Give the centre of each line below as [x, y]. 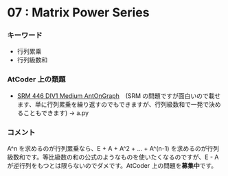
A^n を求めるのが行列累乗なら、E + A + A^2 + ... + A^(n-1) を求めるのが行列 [113, 149]
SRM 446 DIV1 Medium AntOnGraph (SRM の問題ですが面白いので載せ [119, 96]
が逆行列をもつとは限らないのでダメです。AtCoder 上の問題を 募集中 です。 [112, 166]
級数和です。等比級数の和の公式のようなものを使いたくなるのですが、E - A [113, 157]
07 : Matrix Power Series [78, 13]
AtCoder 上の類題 [36, 79]
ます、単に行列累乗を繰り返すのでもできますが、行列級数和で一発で [113, 104]
